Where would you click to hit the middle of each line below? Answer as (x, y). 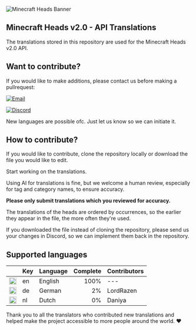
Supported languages (47, 254)
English (49, 281)
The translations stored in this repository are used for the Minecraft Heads (96, 42)
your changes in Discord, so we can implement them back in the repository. (98, 236)
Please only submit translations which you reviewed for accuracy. (88, 201)
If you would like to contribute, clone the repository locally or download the (97, 154)
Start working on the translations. (46, 171)
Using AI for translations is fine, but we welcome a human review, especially (98, 183)
